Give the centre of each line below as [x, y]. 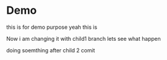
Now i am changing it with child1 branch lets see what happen [83, 38]
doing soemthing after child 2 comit [51, 50]
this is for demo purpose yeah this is [52, 27]
